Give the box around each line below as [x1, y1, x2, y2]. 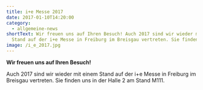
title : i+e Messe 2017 [6, 8, 63, 15]
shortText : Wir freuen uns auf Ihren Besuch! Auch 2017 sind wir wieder [6, 31, 193, 37]
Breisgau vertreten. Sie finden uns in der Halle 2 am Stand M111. [6, 76, 165, 84]
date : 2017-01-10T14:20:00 [6, 14, 74, 20]
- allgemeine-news [11, 25, 59, 32]
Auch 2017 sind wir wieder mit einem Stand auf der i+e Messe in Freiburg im [6, 70, 196, 77]
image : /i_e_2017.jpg [6, 43, 61, 49]
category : [6, 20, 31, 26]
